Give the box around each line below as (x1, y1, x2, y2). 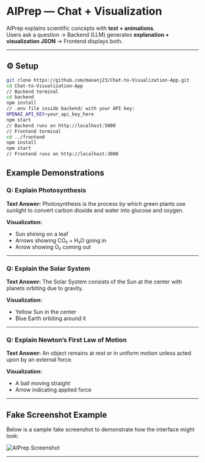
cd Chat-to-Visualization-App (6, 82, 84, 89)
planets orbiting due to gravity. (6, 284, 84, 291)
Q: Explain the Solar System (6, 264, 90, 272)
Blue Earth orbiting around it (15, 315, 87, 322)
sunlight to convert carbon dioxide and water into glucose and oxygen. (6, 206, 184, 214)
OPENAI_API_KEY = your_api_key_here (6, 111, 95, 117)
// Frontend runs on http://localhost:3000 (6, 151, 119, 157)
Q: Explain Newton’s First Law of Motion (6, 335, 127, 344)
